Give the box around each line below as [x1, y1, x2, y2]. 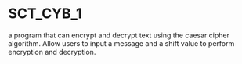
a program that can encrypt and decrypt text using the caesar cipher [8, 30, 229, 40]
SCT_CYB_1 [8, 5, 82, 23]
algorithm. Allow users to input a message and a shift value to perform [8, 38, 235, 48]
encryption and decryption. [8, 47, 96, 56]
